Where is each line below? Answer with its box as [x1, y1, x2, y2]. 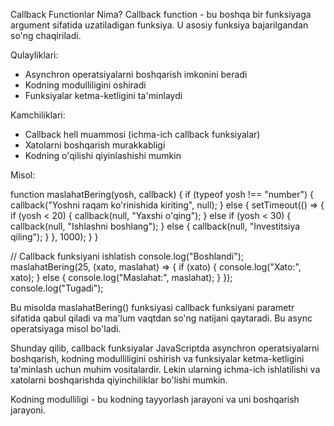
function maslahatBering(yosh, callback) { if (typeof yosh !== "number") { [10, 189, 315, 200]
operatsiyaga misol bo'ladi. [10, 323, 122, 334]
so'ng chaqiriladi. [10, 30, 82, 41]
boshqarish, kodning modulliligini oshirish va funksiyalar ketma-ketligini [10, 353, 305, 364]
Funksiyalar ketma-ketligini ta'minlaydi [24, 90, 183, 101]
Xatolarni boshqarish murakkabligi [24, 139, 166, 151]
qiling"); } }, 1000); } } [10, 231, 99, 243]
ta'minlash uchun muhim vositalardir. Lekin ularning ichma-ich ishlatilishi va [10, 364, 321, 375]
